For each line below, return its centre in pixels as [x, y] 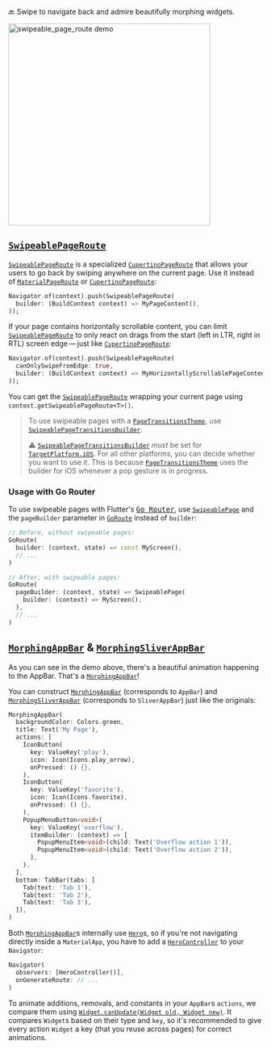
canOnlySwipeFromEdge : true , [65, 366]
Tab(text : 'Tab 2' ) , [57, 895]
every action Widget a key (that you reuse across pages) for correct [120, 1029]
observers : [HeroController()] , [70, 972]
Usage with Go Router [52, 491]
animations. [27, 1037]
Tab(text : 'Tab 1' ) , [57, 887]
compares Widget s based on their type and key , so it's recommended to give [135, 1020]
